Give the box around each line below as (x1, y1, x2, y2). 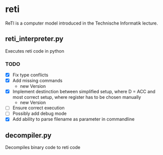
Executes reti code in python (5, 48, 64, 54)
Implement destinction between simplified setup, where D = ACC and (12, 89, 155, 95)
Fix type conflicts (12, 72, 49, 78)
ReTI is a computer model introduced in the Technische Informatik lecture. (5, 20, 158, 26)
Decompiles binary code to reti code (5, 144, 81, 150)
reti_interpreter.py (5, 35, 64, 43)
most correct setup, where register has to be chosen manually (12, 94, 141, 100)
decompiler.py (5, 131, 52, 139)
